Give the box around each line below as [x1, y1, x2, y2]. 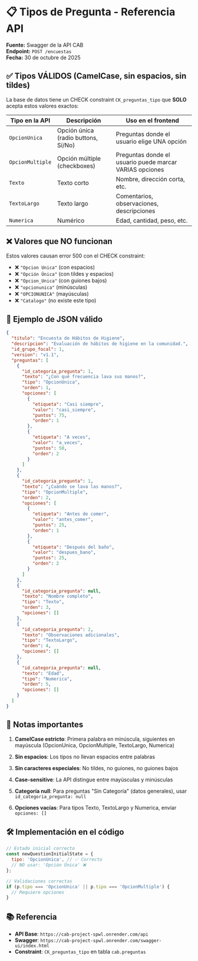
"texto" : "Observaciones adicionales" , [21, 632, 120, 638]
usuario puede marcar [115, 158, 177, 166]
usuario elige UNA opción [115, 137, 187, 145]
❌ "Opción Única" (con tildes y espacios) [14, 270, 114, 277]
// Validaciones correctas [6, 878, 72, 884]
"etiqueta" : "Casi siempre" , [32, 401, 104, 407]
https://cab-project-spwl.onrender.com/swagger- [40, 938, 162, 944]
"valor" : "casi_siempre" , [32, 406, 96, 413]
